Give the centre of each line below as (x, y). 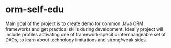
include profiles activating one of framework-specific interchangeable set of (86, 34)
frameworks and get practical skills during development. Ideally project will (84, 29)
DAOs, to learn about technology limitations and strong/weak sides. (76, 40)
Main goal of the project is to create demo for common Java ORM (74, 23)
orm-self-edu (35, 9)
